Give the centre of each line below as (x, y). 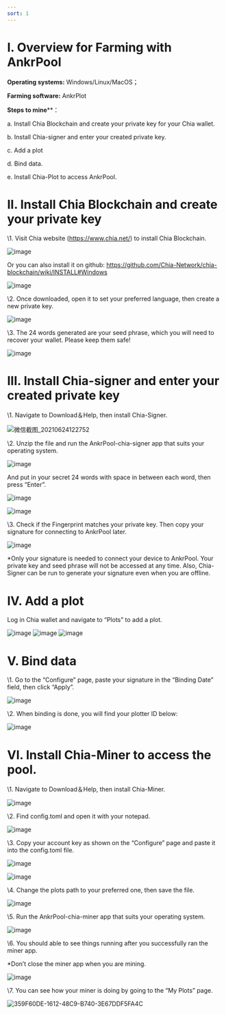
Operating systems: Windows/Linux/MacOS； (73, 82)
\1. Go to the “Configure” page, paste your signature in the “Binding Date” (110, 680)
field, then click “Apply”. (41, 687)
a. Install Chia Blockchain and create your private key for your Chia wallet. (111, 124)
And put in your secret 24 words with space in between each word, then (109, 477)
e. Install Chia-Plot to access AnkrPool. (62, 176)
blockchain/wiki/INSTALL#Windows (57, 272)
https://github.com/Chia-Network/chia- (162, 264)
